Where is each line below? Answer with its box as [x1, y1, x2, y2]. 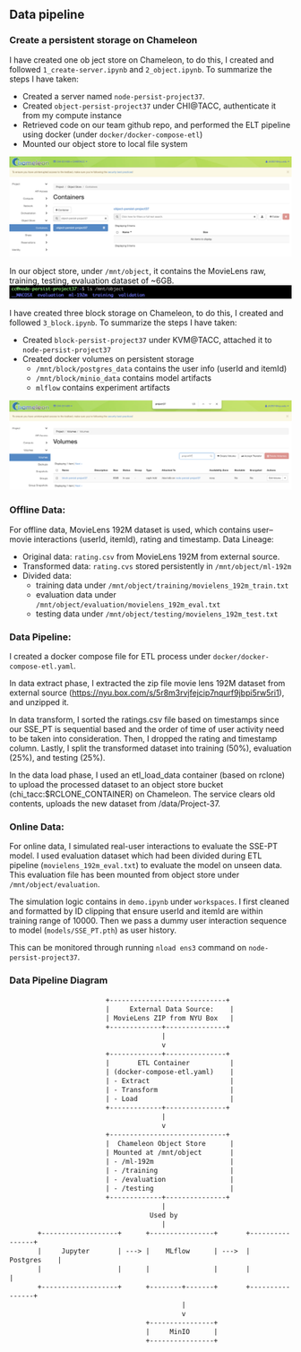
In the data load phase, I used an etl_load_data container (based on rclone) [9, 770, 285, 780]
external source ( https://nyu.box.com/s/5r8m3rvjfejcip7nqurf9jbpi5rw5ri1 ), [9, 687, 285, 698]
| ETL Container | [105, 1058, 235, 1067]
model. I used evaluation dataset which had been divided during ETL [9, 850, 262, 861]
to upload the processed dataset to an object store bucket [9, 779, 224, 789]
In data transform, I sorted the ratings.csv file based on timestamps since [9, 714, 279, 725]
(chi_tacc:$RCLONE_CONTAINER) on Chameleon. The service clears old [9, 788, 276, 799]
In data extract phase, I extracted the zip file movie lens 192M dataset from [9, 678, 286, 688]
